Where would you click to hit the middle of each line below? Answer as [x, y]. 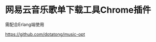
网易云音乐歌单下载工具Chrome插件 [78, 10]
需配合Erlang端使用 [25, 24]
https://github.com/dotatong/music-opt [45, 34]
